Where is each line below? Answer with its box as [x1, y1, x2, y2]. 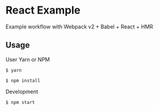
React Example [5, 4, 81, 17]
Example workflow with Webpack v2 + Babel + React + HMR [5, 23, 154, 30]
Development [5, 88, 39, 95]
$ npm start [5, 99, 35, 105]
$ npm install [5, 77, 41, 83]
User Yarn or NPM [5, 56, 50, 63]
